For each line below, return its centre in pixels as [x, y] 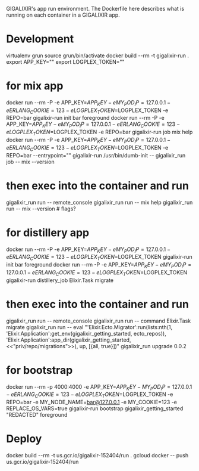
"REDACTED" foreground [37, 415]
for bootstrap [40, 370]
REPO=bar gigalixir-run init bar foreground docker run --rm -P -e [86, 118]
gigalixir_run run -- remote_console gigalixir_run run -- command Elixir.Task [99, 321]
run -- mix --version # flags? [41, 209]
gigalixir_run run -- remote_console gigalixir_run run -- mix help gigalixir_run [99, 202]
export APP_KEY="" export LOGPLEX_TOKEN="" [65, 61]
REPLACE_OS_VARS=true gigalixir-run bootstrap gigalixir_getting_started [95, 408]
